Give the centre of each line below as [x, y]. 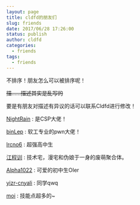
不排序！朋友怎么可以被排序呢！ [46, 80]
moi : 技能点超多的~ [31, 195]
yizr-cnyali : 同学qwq [32, 183]
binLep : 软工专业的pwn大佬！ [43, 131]
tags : [13, 57]
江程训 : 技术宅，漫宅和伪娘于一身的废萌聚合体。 [67, 157]
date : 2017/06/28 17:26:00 [40, 29]
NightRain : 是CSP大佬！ [37, 119]
